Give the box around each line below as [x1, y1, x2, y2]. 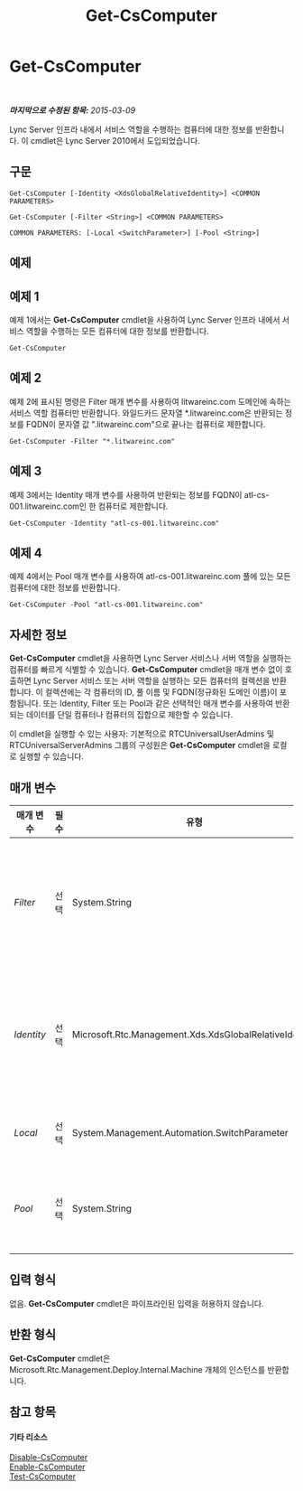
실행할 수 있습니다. [18, 751, 84, 762]
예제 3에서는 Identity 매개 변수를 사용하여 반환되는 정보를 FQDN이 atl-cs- [9, 489, 270, 500]
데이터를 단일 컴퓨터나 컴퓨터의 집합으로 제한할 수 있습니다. [25, 709, 234, 720]
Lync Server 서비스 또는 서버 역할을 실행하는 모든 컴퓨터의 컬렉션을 [32, 675, 271, 687]
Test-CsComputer [9, 1471, 77, 1482]
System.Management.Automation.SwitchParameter [71, 1127, 289, 1139]
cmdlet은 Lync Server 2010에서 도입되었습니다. [30, 135, 200, 145]
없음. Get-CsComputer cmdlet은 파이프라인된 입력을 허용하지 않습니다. [9, 1298, 264, 1308]
